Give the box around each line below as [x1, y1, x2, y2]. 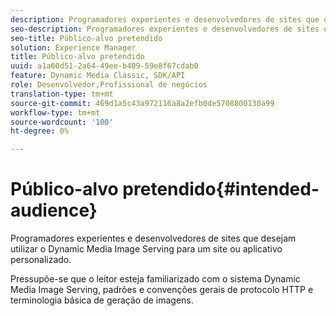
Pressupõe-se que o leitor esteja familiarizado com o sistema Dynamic [10, 273, 301, 285]
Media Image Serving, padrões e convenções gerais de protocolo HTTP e [10, 284, 314, 296]
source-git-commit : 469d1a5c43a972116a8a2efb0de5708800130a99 [10, 98, 275, 108]
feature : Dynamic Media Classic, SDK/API [10, 71, 186, 81]
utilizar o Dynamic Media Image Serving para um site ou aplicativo [10, 243, 283, 255]
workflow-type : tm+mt [10, 107, 101, 118]
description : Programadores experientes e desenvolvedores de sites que [10, 14, 320, 25]
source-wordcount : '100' [10, 117, 114, 127]
